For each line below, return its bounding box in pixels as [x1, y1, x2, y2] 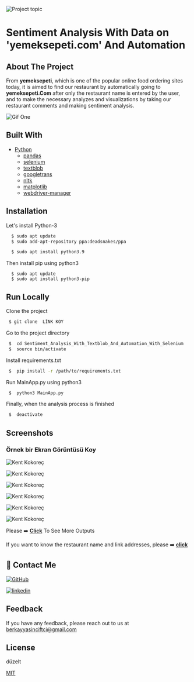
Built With [6, 130, 43, 140]
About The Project [6, 61, 74, 71]
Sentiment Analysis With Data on [6, 26, 170, 39]
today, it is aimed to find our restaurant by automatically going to [6, 84, 161, 90]
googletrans [23, 170, 52, 178]
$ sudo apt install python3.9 [11, 249, 84, 255]
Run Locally [6, 292, 50, 302]
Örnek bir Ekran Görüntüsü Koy [6, 445, 96, 453]
